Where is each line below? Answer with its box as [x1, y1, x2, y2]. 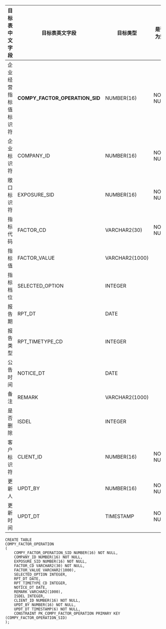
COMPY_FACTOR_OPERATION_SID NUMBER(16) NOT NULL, [14, 550, 119, 555]
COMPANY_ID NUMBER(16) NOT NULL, [14, 555, 83, 560]
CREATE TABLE [5, 537, 32, 542]
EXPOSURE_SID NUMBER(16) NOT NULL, [14, 559, 87, 564]
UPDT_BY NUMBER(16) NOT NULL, [14, 602, 77, 607]
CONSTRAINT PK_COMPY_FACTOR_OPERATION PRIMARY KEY [14, 611, 121, 616]
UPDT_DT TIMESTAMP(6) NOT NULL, [14, 607, 81, 612]
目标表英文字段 [41, 30, 77, 36]
